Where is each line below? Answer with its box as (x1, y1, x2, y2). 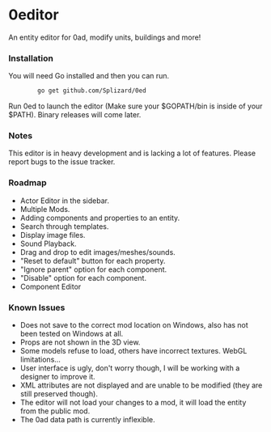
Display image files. (19, 230, 86, 239)
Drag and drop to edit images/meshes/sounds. (19, 247, 176, 256)
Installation (8, 53, 54, 64)
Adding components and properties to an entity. (19, 213, 180, 222)
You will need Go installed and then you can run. (8, 71, 170, 81)
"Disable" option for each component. (19, 273, 147, 282)
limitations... (19, 354, 61, 364)
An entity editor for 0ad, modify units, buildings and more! (8, 32, 201, 42)
